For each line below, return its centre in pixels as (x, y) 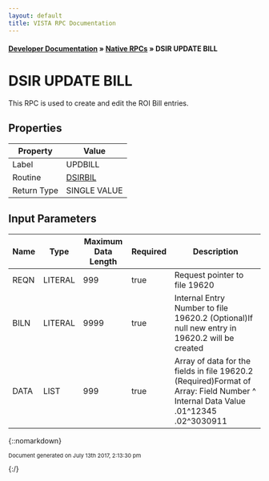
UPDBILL (83, 164)
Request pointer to (209, 275)
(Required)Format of (213, 381)
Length (103, 261)
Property (36, 150)
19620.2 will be (204, 338)
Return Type (35, 190)
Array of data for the (212, 361)
